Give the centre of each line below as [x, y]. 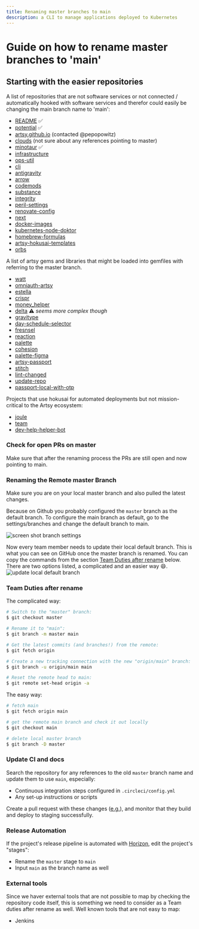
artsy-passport [33, 362]
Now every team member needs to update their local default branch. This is [99, 547]
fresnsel [25, 330]
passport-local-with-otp [45, 387]
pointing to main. [27, 464]
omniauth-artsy [34, 285]
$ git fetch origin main [37, 711]
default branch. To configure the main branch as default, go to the [88, 518]
